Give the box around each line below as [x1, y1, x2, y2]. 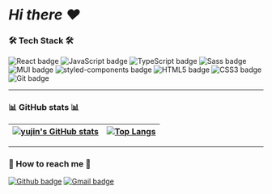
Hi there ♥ [8, 6, 81, 24]
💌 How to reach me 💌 [8, 158, 91, 169]
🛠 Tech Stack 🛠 [8, 35, 74, 46]
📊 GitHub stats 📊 [8, 102, 79, 113]
